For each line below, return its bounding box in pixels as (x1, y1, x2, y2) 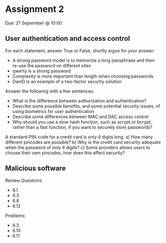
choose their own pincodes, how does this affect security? (5, 149, 125, 155)
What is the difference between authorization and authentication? (12, 98, 147, 104)
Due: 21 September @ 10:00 (5, 20, 62, 26)
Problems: (5, 213, 26, 219)
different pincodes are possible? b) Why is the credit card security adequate (5, 139, 161, 145)
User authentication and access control (5, 34, 130, 43)
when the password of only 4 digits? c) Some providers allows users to (5, 144, 151, 150)
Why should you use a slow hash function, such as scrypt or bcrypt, (12, 119, 152, 125)
